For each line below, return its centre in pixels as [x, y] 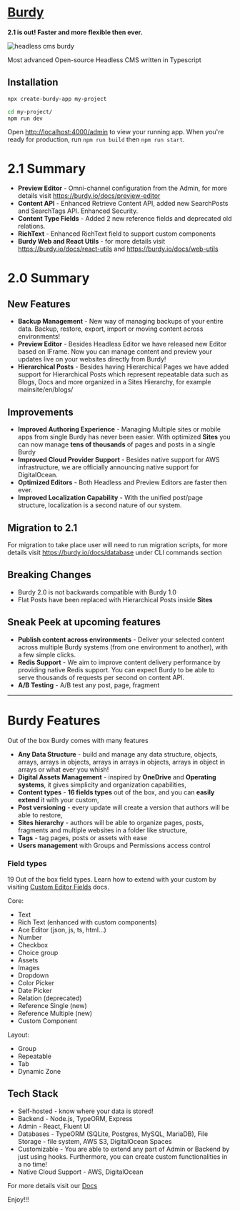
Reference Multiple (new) [55, 1013]
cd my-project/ [30, 111]
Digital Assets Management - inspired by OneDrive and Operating [117, 777]
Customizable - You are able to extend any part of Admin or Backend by [124, 1149]
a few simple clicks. [47, 654]
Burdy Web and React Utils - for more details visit [91, 241]
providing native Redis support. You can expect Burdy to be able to [116, 669]
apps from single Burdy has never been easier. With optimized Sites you [124, 437]
